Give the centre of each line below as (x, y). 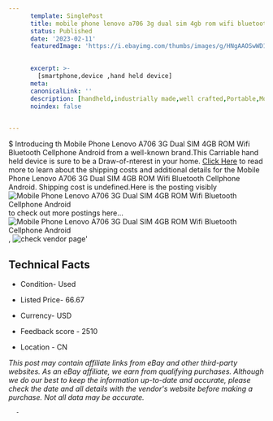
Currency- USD (46, 315)
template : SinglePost (67, 16)
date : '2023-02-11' (63, 39)
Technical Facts (50, 265)
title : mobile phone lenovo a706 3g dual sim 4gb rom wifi (132, 24)
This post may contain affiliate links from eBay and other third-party (123, 362)
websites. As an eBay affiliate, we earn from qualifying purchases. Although (136, 371)
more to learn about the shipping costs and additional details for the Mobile (134, 170)
